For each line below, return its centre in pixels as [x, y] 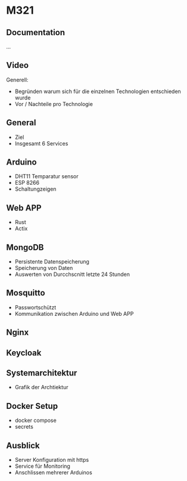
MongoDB [25, 247]
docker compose [35, 420]
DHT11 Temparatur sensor [46, 176]
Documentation [36, 32]
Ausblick [23, 446]
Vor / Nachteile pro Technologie [54, 104]
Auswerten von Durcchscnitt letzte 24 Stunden [72, 274]
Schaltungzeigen [35, 189]
